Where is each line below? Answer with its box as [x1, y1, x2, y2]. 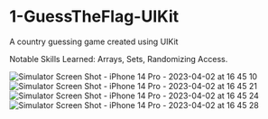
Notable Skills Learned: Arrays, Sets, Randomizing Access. [9, 53, 228, 64]
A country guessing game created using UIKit [9, 36, 179, 47]
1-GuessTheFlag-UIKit [9, 6, 180, 27]
